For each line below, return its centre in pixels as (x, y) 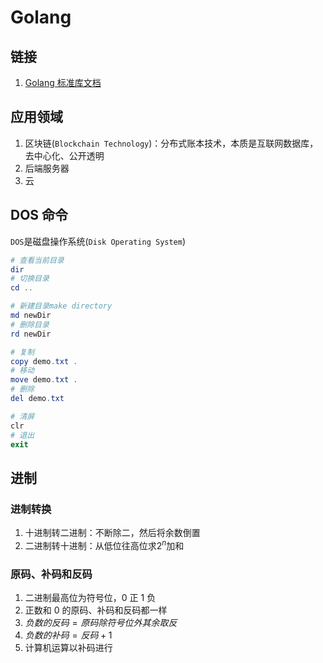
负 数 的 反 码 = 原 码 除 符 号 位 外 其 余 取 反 (101, 623)
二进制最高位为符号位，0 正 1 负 (90, 598)
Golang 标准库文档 (63, 82)
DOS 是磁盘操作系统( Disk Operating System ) (98, 241)
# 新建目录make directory (61, 306)
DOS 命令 (39, 215)
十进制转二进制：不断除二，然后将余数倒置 (112, 533)
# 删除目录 (30, 324)
